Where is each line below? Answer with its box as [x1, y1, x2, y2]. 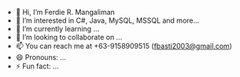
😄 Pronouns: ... [15, 53, 67, 62]
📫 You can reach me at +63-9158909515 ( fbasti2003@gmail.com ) [15, 42, 232, 50]
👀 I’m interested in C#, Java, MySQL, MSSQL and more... [15, 16, 200, 25]
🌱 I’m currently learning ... [15, 24, 100, 33]
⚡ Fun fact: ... [15, 61, 59, 71]
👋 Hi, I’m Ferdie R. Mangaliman [15, 8, 116, 16]
